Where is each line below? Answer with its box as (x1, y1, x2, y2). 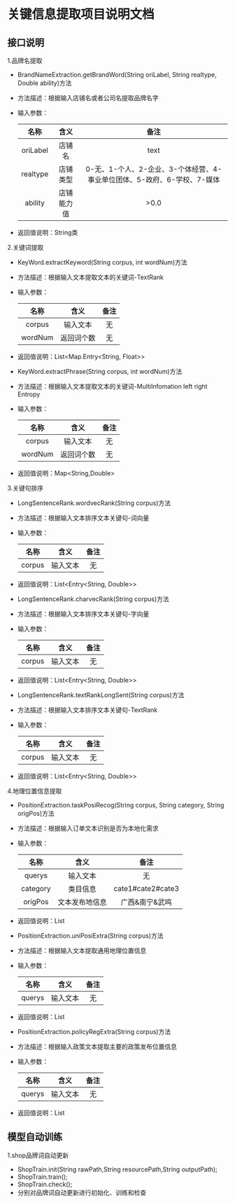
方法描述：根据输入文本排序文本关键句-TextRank (17, 706, 158, 714)
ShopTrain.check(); (17, 1180, 73, 1188)
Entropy (17, 390, 41, 398)
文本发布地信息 (57, 897, 107, 907)
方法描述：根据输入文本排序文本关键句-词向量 (17, 513, 150, 522)
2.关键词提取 (7, 243, 44, 251)
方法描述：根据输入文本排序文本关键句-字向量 (17, 610, 150, 618)
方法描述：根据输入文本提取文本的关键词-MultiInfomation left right (17, 382, 208, 390)
